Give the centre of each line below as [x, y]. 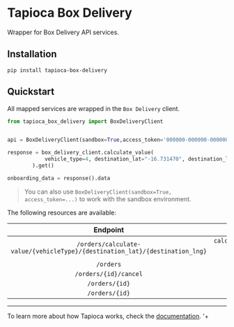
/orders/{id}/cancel [109, 274]
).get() [43, 166]
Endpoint [109, 230]
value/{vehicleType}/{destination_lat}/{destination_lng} [109, 251]
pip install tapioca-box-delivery [57, 70]
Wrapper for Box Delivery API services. [63, 32]
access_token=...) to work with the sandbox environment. [108, 199]
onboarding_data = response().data [59, 178]
